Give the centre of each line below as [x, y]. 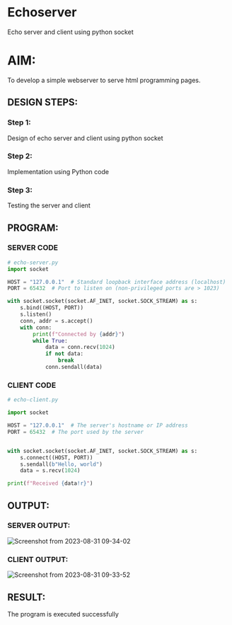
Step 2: [20, 156]
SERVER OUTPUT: [39, 526]
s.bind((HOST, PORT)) [52, 308]
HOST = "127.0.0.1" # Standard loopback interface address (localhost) [117, 282]
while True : [51, 340]
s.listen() [36, 315]
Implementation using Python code [58, 171]
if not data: [64, 354]
